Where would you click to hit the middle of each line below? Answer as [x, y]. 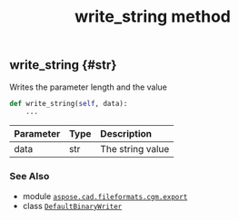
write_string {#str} [63, 65]
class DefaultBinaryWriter [72, 206]
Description [126, 134]
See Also [30, 177]
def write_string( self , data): [69, 103]
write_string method [153, 17]
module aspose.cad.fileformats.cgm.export [105, 196]
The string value [134, 149]
